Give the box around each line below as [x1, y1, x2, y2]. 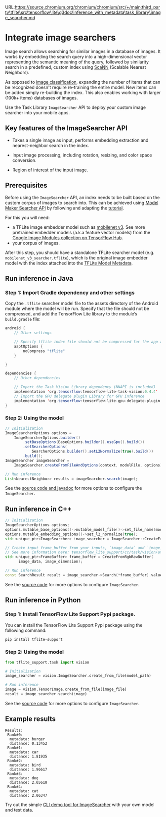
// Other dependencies [14, 376, 61, 381]
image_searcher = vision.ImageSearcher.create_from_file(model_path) [5, 673, 152, 678]
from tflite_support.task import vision [5, 660, 90, 665]
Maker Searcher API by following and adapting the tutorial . [5, 205, 124, 211]
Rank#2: [7, 758, 23, 763]
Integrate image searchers [5, 32, 116, 44]
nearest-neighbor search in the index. [12, 142, 89, 148]
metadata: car [9, 750, 39, 755]
